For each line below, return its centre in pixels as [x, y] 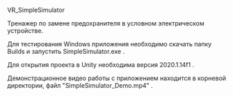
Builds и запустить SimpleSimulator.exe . [66, 51]
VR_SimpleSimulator [36, 10]
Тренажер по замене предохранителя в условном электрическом [106, 23]
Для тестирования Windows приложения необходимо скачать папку [110, 44]
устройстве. [25, 31]
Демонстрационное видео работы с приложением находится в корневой [117, 78]
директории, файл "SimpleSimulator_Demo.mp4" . [80, 85]
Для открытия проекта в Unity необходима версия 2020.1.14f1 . [101, 65]
